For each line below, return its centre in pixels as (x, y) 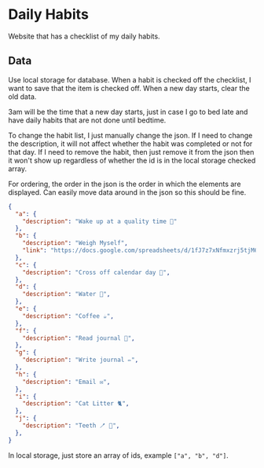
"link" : (35, 250)
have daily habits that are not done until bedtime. (87, 120)
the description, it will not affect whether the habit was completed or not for (130, 144)
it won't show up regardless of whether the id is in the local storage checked (132, 160)
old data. (22, 97)
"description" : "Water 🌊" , (66, 294)
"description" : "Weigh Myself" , (75, 243)
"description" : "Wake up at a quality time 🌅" (100, 221)
